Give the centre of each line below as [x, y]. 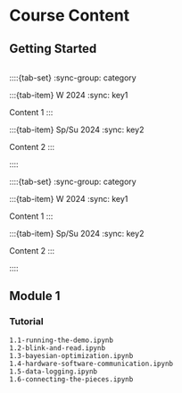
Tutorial [26, 322]
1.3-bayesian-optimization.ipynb [71, 355]
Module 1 [35, 296]
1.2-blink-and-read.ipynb [57, 348]
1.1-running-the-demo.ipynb [62, 340]
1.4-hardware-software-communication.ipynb [91, 364]
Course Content [70, 16]
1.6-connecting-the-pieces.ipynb [71, 379]
